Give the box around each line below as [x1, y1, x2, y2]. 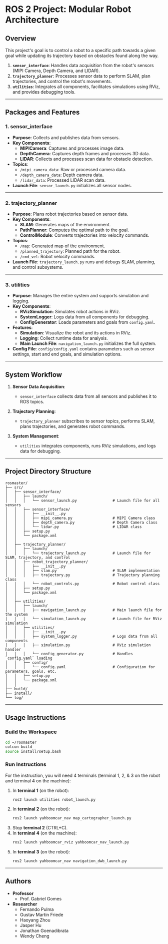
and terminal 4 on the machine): [5, 777, 71, 784]
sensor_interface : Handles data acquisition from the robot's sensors [12, 63, 154, 68]
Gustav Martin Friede [19, 911, 63, 917]
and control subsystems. [12, 264, 63, 270]
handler [5, 647, 21, 652]
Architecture [5, 14, 59, 26]
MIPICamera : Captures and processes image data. [19, 145, 125, 151]
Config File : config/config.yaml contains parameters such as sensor [12, 346, 155, 352]
